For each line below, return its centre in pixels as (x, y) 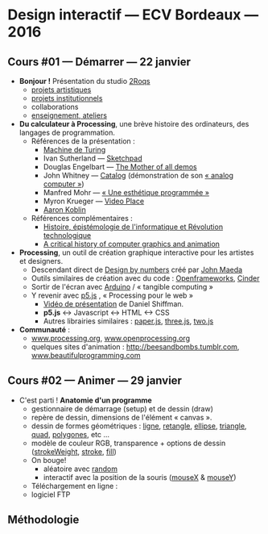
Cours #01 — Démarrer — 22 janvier (99, 62)
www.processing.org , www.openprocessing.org (111, 338)
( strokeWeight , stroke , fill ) (74, 451)
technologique (67, 235)
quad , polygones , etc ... (70, 434)
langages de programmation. (67, 132)
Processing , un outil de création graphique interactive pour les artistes (136, 252)
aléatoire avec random (80, 469)
